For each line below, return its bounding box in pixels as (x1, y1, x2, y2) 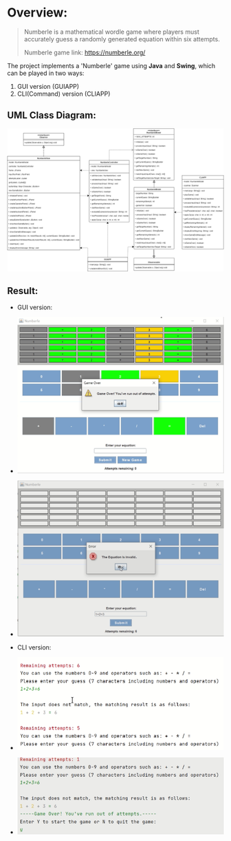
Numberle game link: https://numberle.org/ (23, 48, 146, 56)
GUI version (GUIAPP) (16, 82, 80, 90)
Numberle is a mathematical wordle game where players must (23, 28, 199, 36)
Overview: (7, 5, 68, 21)
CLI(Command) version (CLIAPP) (16, 90, 111, 98)
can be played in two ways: (7, 69, 85, 77)
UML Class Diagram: (7, 110, 96, 121)
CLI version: (16, 643, 52, 652)
